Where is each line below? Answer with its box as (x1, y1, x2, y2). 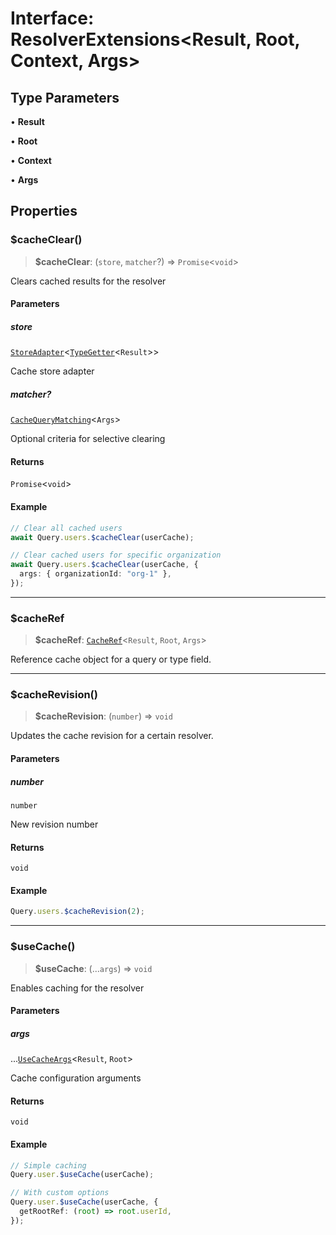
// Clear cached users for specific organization (10, 550, 222, 561)
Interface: (10, 7, 95, 30)
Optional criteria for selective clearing (10, 433, 166, 445)
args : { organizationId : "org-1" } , (19, 569, 172, 579)
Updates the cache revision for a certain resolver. (10, 730, 214, 742)
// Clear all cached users (10, 523, 123, 533)
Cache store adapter (10, 365, 95, 377)
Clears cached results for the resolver (10, 275, 167, 287)
